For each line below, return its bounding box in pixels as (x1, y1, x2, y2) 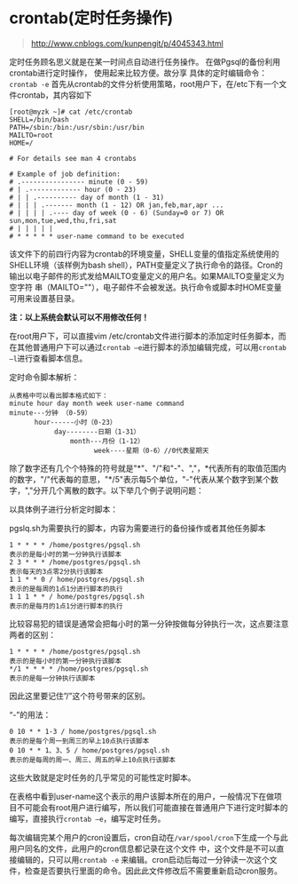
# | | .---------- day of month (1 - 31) (9, 193, 165, 202)
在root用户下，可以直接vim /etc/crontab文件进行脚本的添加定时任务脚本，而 (9, 331, 286, 341)
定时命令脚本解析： (9, 371, 80, 382)
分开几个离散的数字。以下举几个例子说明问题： (32, 485, 204, 496)
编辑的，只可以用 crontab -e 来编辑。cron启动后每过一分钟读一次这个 (16, 854, 271, 864)
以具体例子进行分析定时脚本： (9, 504, 118, 514)
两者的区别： (9, 629, 56, 640)
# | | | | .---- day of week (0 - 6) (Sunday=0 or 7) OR (9, 208, 224, 218)
